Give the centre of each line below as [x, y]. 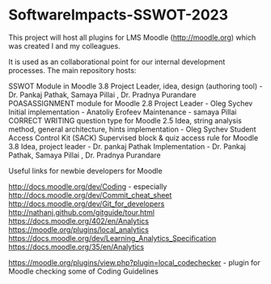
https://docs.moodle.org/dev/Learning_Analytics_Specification [112, 238]
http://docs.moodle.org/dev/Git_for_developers [87, 204]
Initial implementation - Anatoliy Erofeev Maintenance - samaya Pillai [123, 112]
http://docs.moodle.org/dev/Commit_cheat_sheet [90, 195]
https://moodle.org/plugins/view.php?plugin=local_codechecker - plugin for [134, 262]
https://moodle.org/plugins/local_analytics [79, 230]
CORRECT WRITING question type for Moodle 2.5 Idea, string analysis [125, 120]
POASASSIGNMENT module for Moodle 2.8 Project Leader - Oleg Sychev [131, 103]
